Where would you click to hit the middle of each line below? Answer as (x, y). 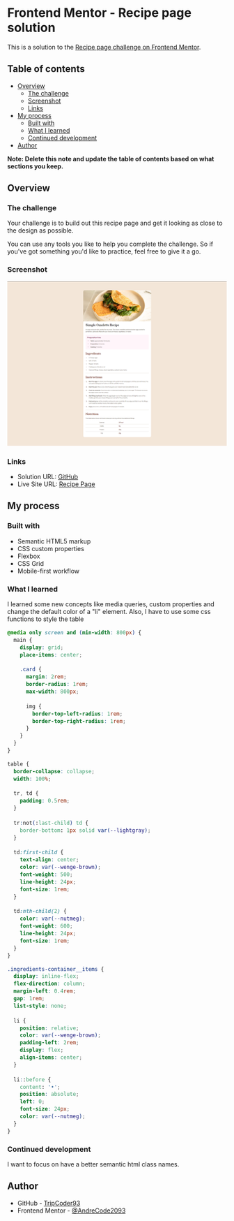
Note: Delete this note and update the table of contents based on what (111, 159)
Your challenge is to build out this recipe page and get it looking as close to (115, 223)
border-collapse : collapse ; (54, 771)
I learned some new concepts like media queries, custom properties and (111, 604)
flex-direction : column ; (49, 984)
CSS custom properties (51, 548)
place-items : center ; (51, 655)
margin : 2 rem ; (46, 677)
